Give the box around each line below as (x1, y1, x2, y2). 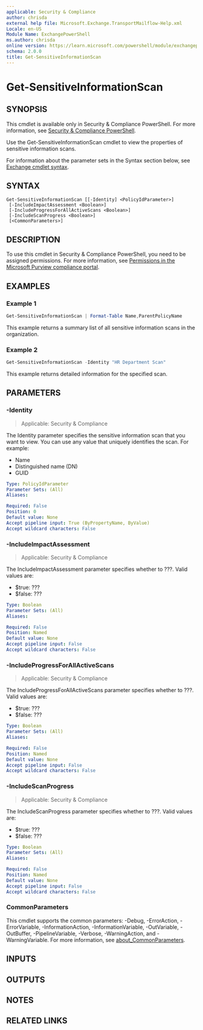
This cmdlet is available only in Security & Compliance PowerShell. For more (6, 120, 196, 127)
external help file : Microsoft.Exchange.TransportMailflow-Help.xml (6, 20, 182, 26)
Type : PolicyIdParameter (6, 480, 69, 487)
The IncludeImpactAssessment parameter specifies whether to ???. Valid (6, 565, 188, 573)
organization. (6, 330, 39, 337)
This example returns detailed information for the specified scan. (6, 370, 168, 377)
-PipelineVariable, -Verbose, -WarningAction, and (33, 929, 156, 937)
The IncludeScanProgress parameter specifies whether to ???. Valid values (6, 807, 193, 815)
